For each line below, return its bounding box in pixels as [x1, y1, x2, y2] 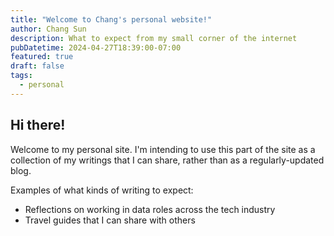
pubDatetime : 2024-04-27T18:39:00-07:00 [10, 42, 182, 53]
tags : [10, 71, 33, 81]
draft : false [10, 61, 65, 71]
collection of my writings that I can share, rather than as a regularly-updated [10, 154, 325, 166]
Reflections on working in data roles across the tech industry [24, 203, 276, 215]
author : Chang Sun [10, 24, 87, 34]
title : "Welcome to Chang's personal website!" [10, 14, 213, 25]
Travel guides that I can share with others [24, 214, 196, 226]
